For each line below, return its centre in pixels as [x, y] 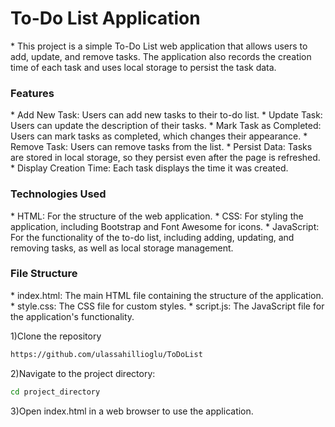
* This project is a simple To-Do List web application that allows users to [159, 46]
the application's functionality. [72, 316]
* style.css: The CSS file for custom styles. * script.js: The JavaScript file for [167, 306]
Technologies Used [58, 194]
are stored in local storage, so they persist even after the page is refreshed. [165, 158]
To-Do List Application [105, 18]
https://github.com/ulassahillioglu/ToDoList [106, 354]
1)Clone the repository [56, 336]
